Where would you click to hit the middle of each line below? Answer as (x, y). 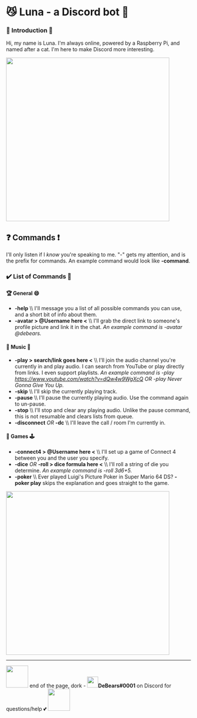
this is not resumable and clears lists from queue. (74, 416)
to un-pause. (30, 404)
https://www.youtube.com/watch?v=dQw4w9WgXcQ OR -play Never (98, 378)
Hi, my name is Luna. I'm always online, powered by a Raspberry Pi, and (93, 43)
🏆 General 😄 (23, 293)
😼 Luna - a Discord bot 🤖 (67, 12)
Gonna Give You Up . (39, 385)
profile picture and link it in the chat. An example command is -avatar (98, 327)
